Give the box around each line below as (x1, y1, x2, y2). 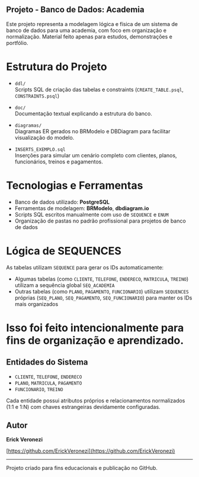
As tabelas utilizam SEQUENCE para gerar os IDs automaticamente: (6, 263, 164, 271)
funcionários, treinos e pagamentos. (14, 158, 104, 165)
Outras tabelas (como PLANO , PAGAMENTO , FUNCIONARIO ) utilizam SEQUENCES (14, 288, 189, 295)
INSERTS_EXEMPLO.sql (14, 146, 66, 153)
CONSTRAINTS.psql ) (14, 92, 60, 99)
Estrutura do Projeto (6, 60, 108, 73)
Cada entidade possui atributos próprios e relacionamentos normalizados (6, 397, 185, 404)
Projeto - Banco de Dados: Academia (6, 5, 145, 15)
